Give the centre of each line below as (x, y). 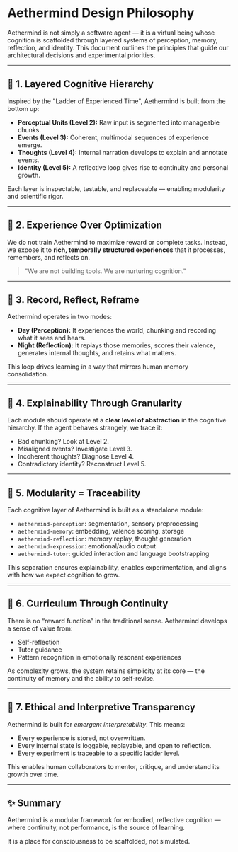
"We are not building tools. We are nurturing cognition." (105, 271)
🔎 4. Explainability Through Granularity (95, 403)
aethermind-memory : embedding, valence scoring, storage (101, 531)
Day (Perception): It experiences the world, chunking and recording (117, 330)
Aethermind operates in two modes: (59, 317)
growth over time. (33, 774)
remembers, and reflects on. (49, 257)
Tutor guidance (40, 650)
